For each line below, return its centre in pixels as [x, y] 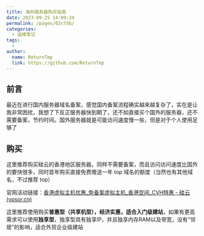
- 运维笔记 [24, 35]
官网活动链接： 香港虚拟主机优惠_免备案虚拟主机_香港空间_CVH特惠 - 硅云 [98, 193]
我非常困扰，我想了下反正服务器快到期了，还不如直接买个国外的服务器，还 [99, 113]
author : [16, 52]
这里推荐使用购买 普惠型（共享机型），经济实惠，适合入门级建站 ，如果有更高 [101, 212]
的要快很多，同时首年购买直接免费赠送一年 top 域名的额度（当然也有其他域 [100, 172]
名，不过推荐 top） [30, 179]
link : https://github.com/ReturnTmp [58, 63]
